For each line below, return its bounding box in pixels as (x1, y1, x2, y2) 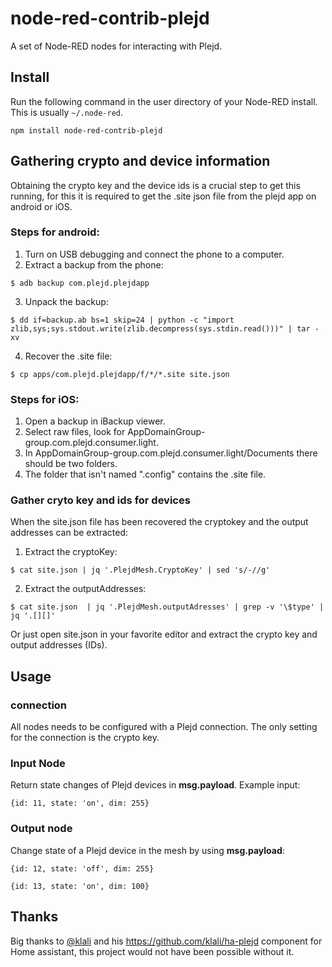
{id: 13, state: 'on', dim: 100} (10, 881, 150, 891)
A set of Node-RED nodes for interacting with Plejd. (10, 40, 223, 52)
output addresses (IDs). (10, 639, 108, 651)
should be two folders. (24, 458, 118, 470)
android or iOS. (10, 200, 73, 212)
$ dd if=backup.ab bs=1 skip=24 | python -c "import (10, 315, 235, 325)
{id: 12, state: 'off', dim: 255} (10, 863, 155, 874)
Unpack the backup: (24, 295, 109, 307)
